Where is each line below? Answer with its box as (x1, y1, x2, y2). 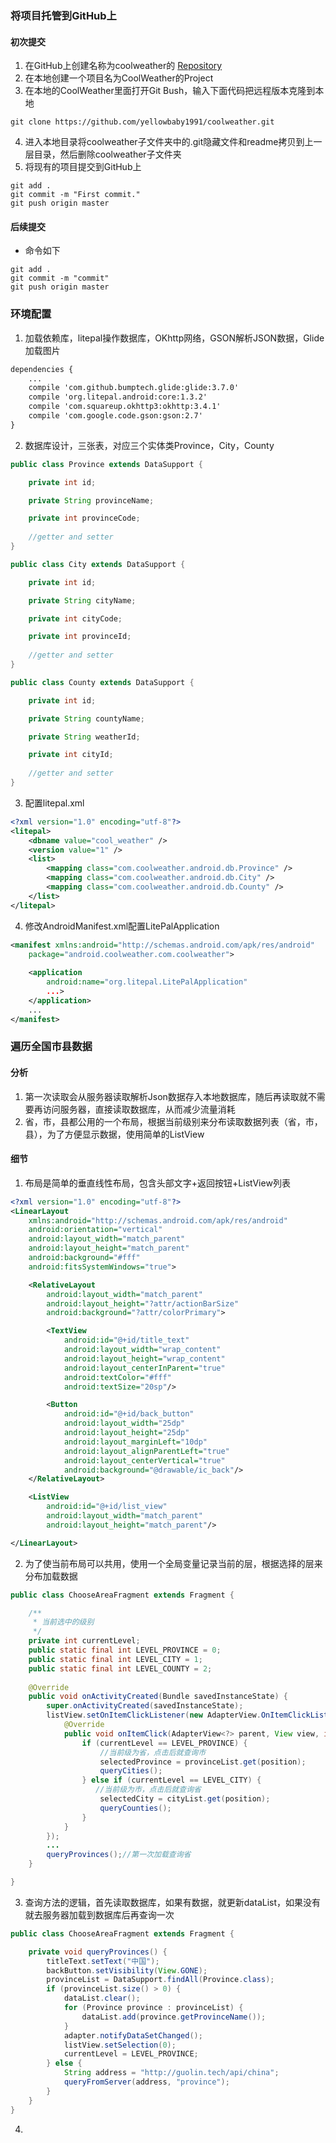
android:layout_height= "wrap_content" (63, 1353, 226, 1364)
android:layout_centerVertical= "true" (63, 1455, 226, 1466)
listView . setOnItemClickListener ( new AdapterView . (46, 1710, 262, 1721)
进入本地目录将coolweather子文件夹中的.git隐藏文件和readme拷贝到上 (24, 136, 314, 148)
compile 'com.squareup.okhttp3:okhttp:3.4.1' (28, 402, 222, 412)
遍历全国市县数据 (10, 1040, 93, 1054)
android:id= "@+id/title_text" (63, 1335, 190, 1346)
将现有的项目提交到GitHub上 (24, 161, 142, 173)
